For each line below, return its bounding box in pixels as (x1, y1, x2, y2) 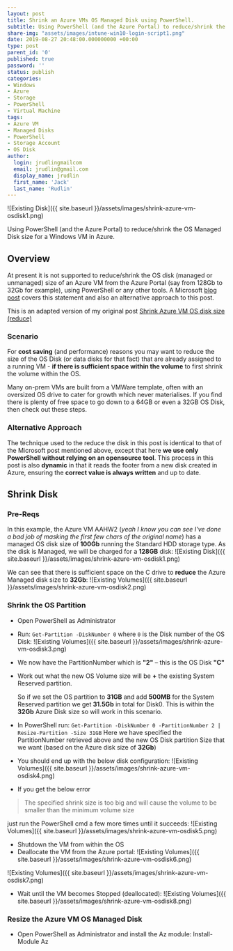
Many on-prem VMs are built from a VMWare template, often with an (7, 383, 204, 392)
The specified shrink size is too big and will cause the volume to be (24, 798, 217, 807)
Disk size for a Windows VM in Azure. (7, 233, 115, 241)
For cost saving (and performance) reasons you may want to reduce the (7, 348, 215, 356)
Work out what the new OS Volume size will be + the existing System (17, 672, 215, 680)
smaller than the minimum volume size (24, 805, 134, 814)
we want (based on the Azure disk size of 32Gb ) (17, 743, 156, 751)
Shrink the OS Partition (7, 601, 86, 610)
